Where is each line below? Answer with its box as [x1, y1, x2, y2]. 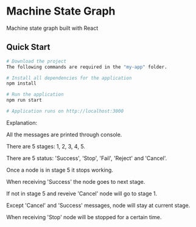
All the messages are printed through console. [6, 131, 122, 138]
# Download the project [6, 58, 67, 65]
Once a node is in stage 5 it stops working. [6, 166, 114, 173]
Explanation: [6, 119, 38, 126]
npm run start [6, 97, 43, 103]
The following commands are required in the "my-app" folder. [6, 64, 167, 70]
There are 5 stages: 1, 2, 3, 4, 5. [6, 142, 85, 150]
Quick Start [6, 42, 51, 52]
